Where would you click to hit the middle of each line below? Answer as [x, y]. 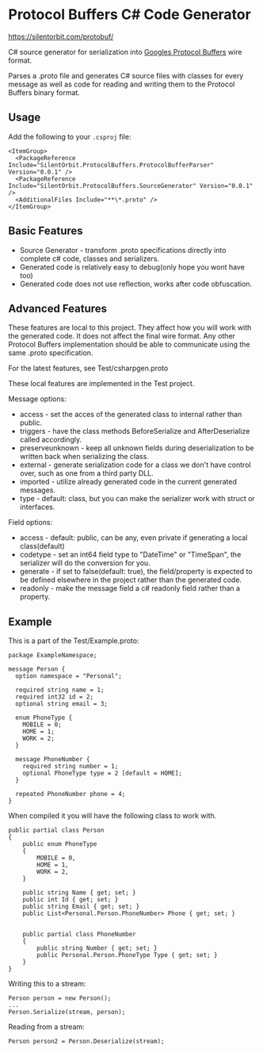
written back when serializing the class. [84, 457]
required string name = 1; [60, 690]
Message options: [38, 399]
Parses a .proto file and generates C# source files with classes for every [126, 75]
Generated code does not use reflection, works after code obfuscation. [136, 284]
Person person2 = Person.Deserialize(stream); [86, 1042]
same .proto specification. [51, 353]
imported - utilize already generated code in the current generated [128, 482]
